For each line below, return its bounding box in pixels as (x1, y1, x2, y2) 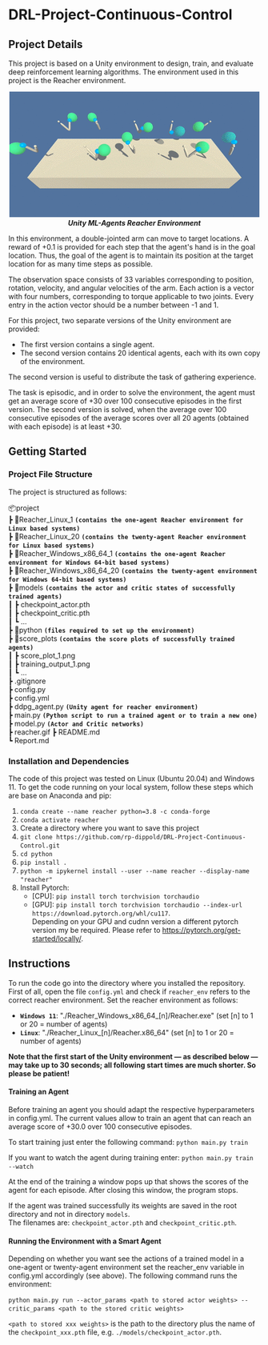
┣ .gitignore (8, 676, 46, 686)
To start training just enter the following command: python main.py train (8, 1138, 249, 1147)
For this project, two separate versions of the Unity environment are (8, 316, 232, 325)
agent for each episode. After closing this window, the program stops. (8, 1186, 238, 1195)
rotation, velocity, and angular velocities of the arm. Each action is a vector (8, 283, 254, 293)
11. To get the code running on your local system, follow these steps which (8, 782, 254, 791)
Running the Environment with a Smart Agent (8, 1236, 162, 1246)
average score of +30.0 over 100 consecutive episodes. (8, 1122, 192, 1131)
